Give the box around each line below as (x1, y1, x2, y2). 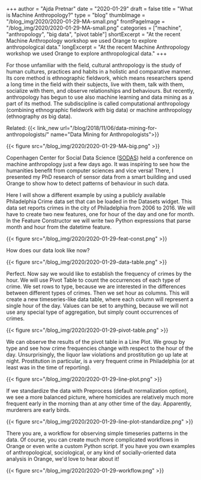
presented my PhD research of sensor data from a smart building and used (6, 173, 191, 180)
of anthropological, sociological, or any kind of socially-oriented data (6, 449, 176, 456)
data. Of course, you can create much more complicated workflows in (6, 436, 179, 443)
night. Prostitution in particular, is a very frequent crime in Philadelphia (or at (6, 358, 195, 364)
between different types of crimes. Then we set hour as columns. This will (6, 289, 190, 296)
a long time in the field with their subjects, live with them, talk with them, (6, 81, 185, 88)
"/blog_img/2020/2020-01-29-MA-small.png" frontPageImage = (6, 18, 166, 25)
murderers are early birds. (6, 407, 71, 413)
